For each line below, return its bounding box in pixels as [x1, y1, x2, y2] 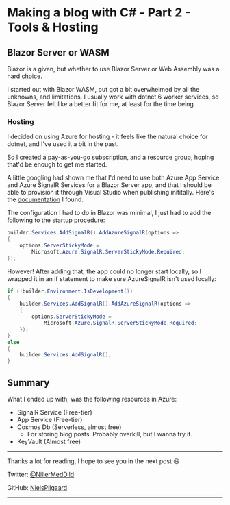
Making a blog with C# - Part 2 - [7, 5, 191, 21]
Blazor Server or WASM [7, 47, 110, 58]
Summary [7, 377, 50, 389]
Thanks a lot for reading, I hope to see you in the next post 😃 [7, 457, 180, 465]
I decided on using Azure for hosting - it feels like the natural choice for [7, 132, 208, 141]
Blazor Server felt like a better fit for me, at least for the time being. [7, 100, 196, 108]
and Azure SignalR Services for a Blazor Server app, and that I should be [7, 181, 212, 189]
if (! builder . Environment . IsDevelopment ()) [7, 288, 133, 295]
